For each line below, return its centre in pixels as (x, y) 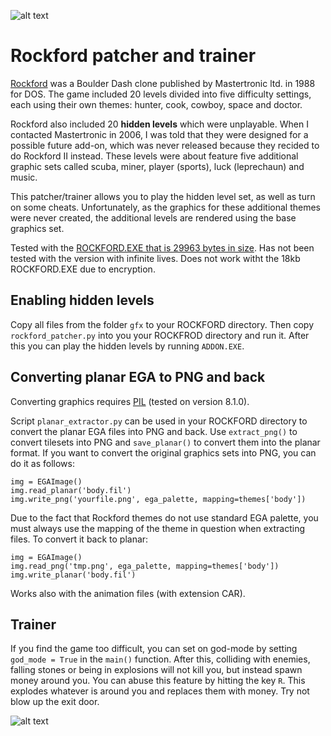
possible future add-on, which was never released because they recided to (165, 145)
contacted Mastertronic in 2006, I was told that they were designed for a (159, 134)
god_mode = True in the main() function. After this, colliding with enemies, (160, 659)
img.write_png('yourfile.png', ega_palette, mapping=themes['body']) (158, 499)
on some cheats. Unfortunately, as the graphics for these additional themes (165, 207)
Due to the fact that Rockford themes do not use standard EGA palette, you (164, 517)
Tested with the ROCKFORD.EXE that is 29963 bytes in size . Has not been (162, 247)
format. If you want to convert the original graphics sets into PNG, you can (163, 452)
